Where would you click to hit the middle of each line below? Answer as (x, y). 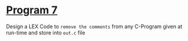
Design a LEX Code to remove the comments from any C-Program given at (94, 26)
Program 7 (32, 10)
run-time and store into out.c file (46, 32)
